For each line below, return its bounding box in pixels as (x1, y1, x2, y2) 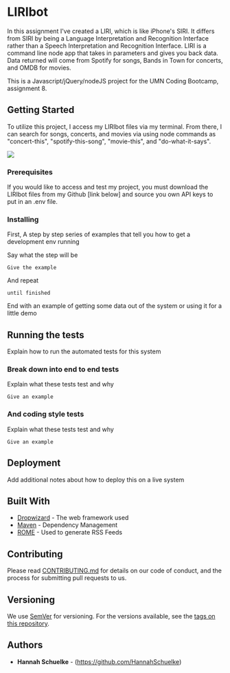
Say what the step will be (7, 251, 78, 259)
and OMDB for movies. (7, 63, 71, 72)
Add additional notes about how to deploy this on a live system (7, 475, 185, 484)
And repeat (7, 276, 39, 284)
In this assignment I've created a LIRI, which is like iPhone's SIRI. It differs (7, 27, 215, 35)
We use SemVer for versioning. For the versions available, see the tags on (7, 612, 216, 620)
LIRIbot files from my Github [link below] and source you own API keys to (7, 190, 214, 198)
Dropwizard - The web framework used (16, 514, 129, 522)
